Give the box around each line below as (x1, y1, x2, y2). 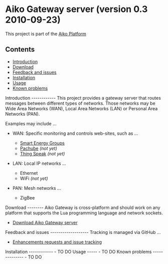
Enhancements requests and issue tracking (12, 239, 102, 245)
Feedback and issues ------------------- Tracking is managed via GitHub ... (5, 229, 161, 235)
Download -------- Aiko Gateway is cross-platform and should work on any (5, 204, 160, 210)
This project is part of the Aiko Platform (5, 31, 87, 37)
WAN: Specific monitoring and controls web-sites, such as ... (12, 130, 138, 136)
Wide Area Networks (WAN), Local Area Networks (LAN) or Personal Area (5, 105, 158, 111)
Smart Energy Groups (20, 140, 65, 146)
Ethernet (20, 170, 38, 176)
